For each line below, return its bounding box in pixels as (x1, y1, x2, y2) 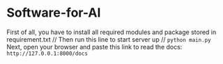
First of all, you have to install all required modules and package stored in (6, 28, 217, 36)
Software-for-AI (6, 5, 101, 21)
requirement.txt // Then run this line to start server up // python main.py (6, 35, 211, 43)
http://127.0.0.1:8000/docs (6, 50, 89, 57)
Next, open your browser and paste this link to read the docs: (6, 42, 183, 51)
